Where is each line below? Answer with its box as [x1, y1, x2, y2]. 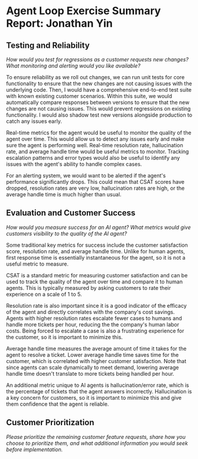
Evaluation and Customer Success [6, 208, 136, 218]
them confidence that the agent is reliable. [6, 400, 109, 408]
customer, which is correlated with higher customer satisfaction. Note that [6, 357, 187, 364]
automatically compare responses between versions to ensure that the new [6, 99, 190, 106]
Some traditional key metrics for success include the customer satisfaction [6, 241, 188, 248]
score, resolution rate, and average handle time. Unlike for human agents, [6, 247, 185, 255]
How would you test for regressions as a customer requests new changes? [6, 56, 189, 63]
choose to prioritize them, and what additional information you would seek [6, 439, 188, 447]
